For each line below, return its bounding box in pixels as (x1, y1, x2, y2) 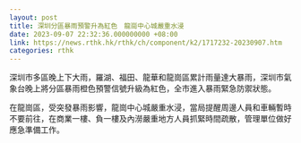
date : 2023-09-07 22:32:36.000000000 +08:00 (9, 29, 178, 38)
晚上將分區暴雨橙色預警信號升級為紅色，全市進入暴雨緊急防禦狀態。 (24, 83, 276, 94)
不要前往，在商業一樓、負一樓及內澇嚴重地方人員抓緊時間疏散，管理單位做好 (9, 114, 292, 124)
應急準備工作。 (9, 124, 64, 135)
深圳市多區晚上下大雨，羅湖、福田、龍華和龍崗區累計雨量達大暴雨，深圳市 (9, 72, 284, 83)
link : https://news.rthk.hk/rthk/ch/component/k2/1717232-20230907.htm (9, 38, 282, 47)
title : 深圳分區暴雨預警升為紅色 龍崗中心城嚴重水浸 (9, 21, 185, 30)
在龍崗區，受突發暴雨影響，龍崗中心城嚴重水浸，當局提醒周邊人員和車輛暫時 (9, 102, 292, 113)
